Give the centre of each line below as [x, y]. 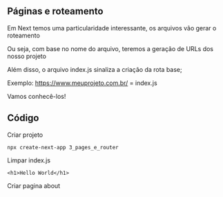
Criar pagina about [34, 185]
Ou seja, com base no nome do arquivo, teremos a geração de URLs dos [110, 48]
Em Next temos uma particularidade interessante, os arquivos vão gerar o [112, 28]
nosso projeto [27, 56]
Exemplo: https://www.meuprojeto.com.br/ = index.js [82, 83]
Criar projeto [25, 135]
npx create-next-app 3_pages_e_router [63, 147]
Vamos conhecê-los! [37, 96]
